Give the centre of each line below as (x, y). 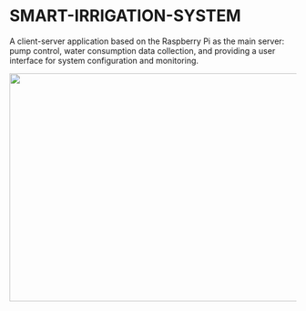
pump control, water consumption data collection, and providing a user (143, 50)
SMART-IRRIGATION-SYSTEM (125, 16)
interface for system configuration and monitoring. (104, 60)
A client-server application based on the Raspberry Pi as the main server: (147, 41)
